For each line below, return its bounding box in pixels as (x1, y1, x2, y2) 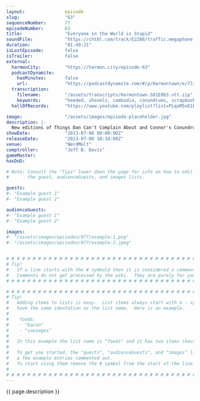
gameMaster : (6, 153, 36, 158)
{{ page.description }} (6, 388, 60, 395)
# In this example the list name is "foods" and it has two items (6, 338, 180, 344)
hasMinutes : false (17, 75, 79, 81)
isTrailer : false (6, 53, 79, 59)
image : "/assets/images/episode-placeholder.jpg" (6, 114, 171, 120)
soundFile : (6, 36, 33, 42)
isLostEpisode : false (6, 48, 79, 54)
